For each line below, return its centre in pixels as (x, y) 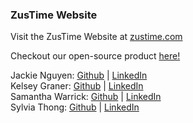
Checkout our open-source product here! (95, 56)
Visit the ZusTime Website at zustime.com (96, 37)
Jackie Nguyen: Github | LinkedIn (79, 75)
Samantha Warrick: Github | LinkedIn (86, 97)
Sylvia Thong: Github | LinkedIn (75, 107)
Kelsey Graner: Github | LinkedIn (77, 86)
